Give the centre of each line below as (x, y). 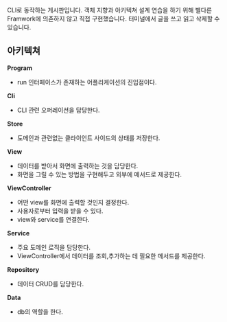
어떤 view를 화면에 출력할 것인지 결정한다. (73, 202)
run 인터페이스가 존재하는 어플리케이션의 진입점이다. (87, 82)
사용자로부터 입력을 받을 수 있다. (60, 211)
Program (20, 68)
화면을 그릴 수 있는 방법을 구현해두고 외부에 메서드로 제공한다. (99, 174)
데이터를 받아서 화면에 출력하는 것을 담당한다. (77, 165)
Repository (23, 269)
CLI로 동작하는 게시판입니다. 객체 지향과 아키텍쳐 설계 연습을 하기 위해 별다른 (110, 10)
